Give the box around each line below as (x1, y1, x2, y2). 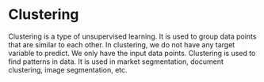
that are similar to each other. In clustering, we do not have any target (8, 39, 235, 49)
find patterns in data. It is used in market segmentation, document (8, 57, 224, 66)
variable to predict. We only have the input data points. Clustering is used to (8, 48, 256, 58)
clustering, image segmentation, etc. (8, 65, 128, 74)
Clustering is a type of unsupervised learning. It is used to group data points (8, 32, 257, 41)
